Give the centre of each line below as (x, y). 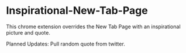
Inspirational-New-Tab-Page (77, 11)
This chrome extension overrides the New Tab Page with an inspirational (93, 26)
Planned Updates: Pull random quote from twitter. (66, 44)
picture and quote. (28, 32)
